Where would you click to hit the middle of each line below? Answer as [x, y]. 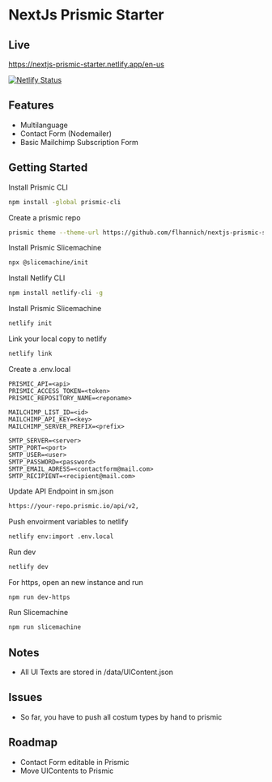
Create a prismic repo [45, 217]
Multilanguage [44, 125]
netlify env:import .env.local [61, 536]
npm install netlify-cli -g [56, 293]
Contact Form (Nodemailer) [66, 133]
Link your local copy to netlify [57, 339]
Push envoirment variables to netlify [68, 521]
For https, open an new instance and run [76, 582]
